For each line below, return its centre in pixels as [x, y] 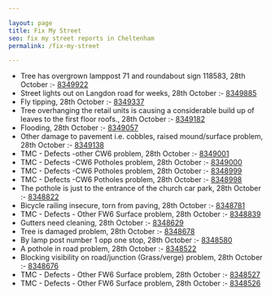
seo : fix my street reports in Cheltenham [81, 38]
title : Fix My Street [45, 30]
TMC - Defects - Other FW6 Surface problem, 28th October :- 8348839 [140, 214]
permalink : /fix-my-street [54, 46]
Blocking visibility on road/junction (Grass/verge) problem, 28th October [141, 258]
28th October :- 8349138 [62, 145]
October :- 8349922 [54, 85]
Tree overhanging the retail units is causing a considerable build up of [137, 111]
